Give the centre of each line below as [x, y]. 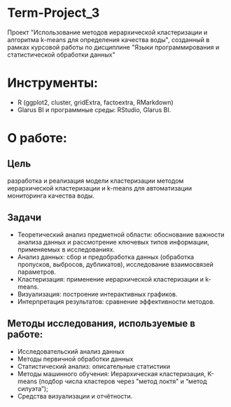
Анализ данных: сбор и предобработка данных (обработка [106, 256]
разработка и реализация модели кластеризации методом [96, 181]
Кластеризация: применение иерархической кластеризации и [111, 279]
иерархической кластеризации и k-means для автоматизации [100, 188]
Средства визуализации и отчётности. [75, 396]
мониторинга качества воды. [51, 195]
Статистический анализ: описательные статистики [94, 366]
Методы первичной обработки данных [75, 359]
